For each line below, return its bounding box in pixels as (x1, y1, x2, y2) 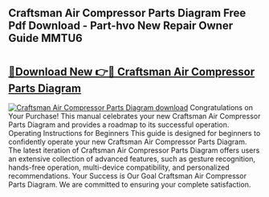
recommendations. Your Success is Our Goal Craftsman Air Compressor (8, 171, 247, 180)
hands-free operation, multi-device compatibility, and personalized (8, 162, 230, 172)
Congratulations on (190, 103, 254, 112)
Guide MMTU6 (8, 31, 83, 45)
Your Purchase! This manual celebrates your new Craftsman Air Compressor (8, 112, 261, 121)
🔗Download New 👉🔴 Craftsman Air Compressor (8, 64, 255, 79)
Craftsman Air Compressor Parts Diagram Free (8, 6, 247, 20)
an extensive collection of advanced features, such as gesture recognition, (8, 154, 255, 163)
